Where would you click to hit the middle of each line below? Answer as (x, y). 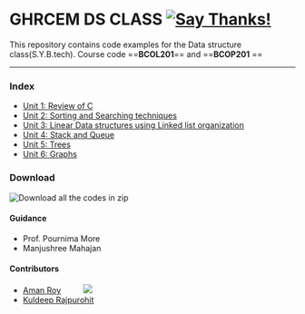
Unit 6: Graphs (49, 154)
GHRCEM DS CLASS (86, 20)
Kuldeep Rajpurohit (58, 299)
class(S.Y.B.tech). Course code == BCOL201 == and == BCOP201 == (136, 54)
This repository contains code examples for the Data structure (126, 44)
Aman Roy (42, 289)
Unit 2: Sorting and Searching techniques (99, 116)
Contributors (34, 269)
